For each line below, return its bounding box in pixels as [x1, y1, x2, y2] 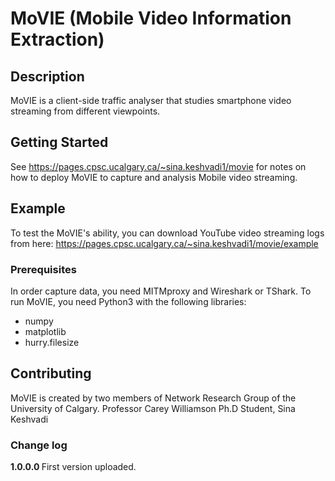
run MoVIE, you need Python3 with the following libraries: [10, 295, 247, 307]
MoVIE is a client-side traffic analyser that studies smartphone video [10, 95, 292, 106]
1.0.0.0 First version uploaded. [10, 461, 137, 473]
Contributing [10, 365, 92, 382]
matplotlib [24, 325, 67, 337]
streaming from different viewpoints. [10, 105, 161, 117]
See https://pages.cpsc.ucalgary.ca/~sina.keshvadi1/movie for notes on [10, 160, 307, 172]
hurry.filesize [24, 336, 80, 348]
